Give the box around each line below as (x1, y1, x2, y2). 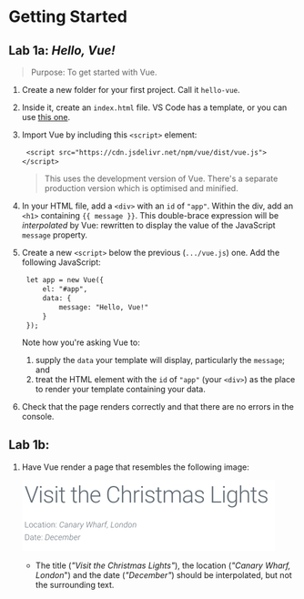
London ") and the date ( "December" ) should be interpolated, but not (35, 569, 292, 580)
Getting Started (8, 6, 128, 27)
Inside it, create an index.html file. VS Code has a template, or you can (21, 102, 288, 113)
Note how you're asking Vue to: (21, 337, 140, 348)
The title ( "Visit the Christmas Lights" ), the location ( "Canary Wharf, (35, 560, 291, 571)
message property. (21, 229, 88, 240)
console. (21, 411, 55, 421)
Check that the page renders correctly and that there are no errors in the (21, 401, 295, 411)
